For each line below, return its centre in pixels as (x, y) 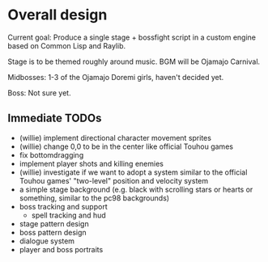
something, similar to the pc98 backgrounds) (94, 198)
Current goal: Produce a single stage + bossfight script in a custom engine (132, 37)
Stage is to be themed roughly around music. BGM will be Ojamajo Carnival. (134, 61)
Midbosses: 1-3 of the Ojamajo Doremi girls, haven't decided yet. (116, 77)
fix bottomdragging (51, 154)
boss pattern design (53, 232)
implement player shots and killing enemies (91, 163)
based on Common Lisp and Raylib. (67, 45)
